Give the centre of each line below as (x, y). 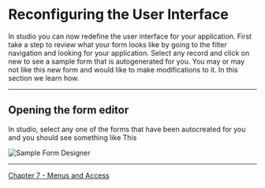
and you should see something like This (73, 137)
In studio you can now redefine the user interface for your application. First (130, 36)
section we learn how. (44, 78)
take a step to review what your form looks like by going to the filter (118, 44)
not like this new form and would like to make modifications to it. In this (123, 69)
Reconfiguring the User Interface (118, 15)
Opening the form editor (69, 111)
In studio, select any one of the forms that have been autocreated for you (127, 129)
